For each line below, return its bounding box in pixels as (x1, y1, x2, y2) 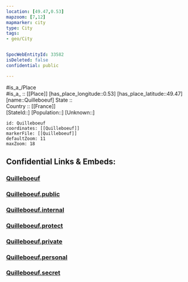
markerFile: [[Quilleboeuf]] (6, 130, 77, 136)
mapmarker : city (6, 19, 46, 25)
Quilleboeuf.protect (6, 221, 63, 230)
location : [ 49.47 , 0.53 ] (6, 8, 64, 15)
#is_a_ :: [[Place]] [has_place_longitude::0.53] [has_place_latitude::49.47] (6, 90, 183, 97)
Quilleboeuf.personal (6, 253, 68, 261)
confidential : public (6, 62, 59, 68)
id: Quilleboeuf (6, 120, 46, 126)
